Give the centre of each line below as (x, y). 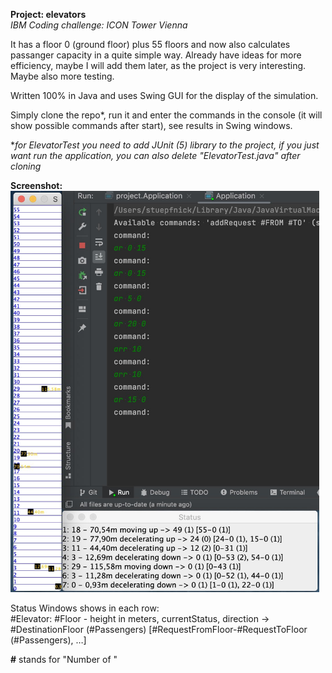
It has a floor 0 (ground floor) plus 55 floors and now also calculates (150, 44)
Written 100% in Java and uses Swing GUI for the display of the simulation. (164, 95)
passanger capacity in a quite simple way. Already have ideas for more (156, 55)
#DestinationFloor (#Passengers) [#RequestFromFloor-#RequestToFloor (159, 629)
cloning (26, 166)
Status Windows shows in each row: (85, 608)
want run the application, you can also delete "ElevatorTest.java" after (155, 155)
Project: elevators (48, 14)
